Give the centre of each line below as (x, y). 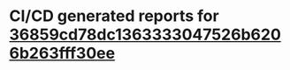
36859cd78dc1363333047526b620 (145, 35)
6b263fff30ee (62, 53)
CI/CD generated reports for (114, 16)
